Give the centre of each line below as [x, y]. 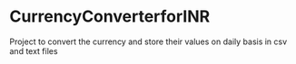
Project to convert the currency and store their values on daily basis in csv [148, 41]
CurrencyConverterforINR [110, 17]
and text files [34, 50]
